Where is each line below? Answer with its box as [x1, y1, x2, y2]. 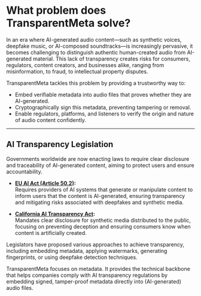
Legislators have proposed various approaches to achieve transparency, [6, 240, 184, 248]
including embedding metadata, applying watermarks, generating [6, 247, 167, 254]
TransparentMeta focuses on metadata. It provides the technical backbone [6, 265, 190, 272]
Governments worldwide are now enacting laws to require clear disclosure [6, 155, 190, 162]
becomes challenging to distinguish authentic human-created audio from [6, 48, 186, 56]
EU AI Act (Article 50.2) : [14, 179, 76, 187]
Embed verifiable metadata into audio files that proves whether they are [14, 91, 191, 98]
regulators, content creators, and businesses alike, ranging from [6, 61, 165, 69]
